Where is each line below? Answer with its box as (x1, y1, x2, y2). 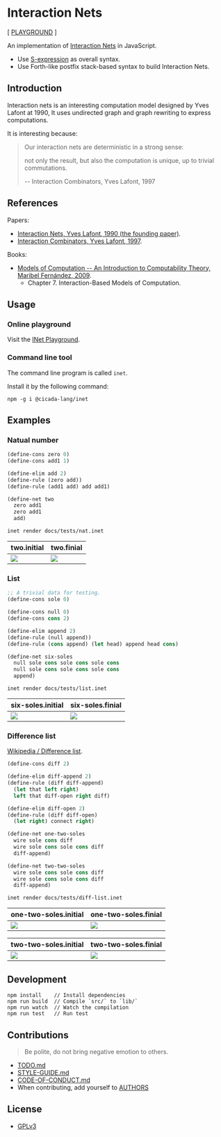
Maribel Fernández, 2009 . (17, 271, 92, 279)
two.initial (10, 543, 44, 553)
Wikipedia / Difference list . (7, 747, 83, 755)
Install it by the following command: (7, 382, 109, 391)
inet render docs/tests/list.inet (7, 685, 108, 692)
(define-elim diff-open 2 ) (7, 805, 85, 812)
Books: (7, 250, 28, 258)
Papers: (7, 216, 30, 224)
